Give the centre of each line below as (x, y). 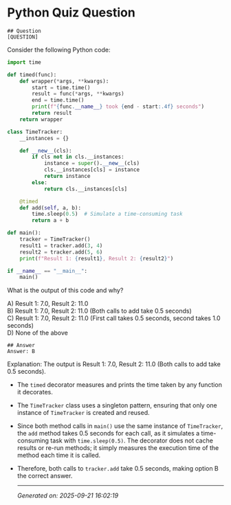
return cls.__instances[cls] (86, 189)
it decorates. (35, 392)
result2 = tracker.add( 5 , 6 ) (61, 252)
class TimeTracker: (35, 132)
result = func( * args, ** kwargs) (78, 94)
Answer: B (21, 352)
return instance (67, 177)
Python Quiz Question (71, 13)
